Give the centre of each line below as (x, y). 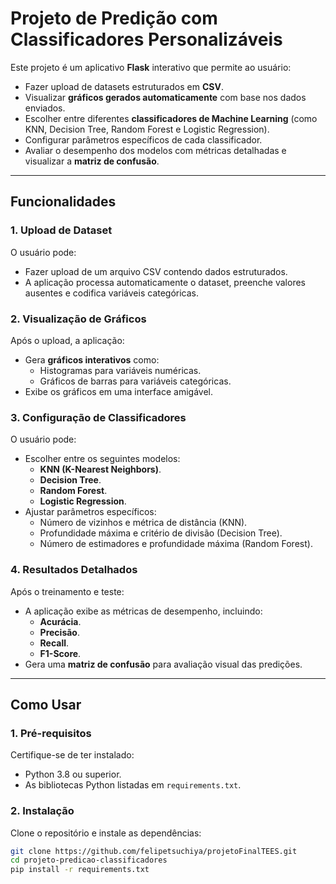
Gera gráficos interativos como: (92, 359)
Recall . (54, 643)
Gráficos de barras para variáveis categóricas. (135, 381)
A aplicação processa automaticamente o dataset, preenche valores (165, 282)
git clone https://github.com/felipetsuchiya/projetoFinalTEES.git (154, 851)
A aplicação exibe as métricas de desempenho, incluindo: (143, 611)
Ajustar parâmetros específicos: (90, 512)
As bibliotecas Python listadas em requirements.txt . (133, 785)
